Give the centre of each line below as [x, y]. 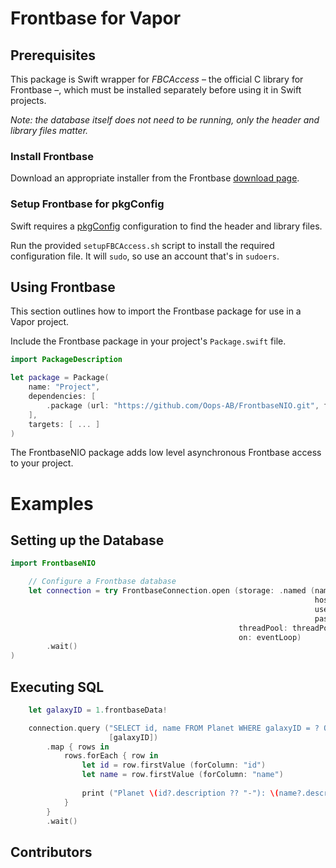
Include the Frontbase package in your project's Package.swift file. [148, 341]
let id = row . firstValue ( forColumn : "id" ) [174, 765]
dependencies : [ [62, 397]
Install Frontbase [52, 156]
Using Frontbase [63, 287]
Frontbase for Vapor [96, 18]
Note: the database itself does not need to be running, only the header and [165, 120]
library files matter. [49, 130]
